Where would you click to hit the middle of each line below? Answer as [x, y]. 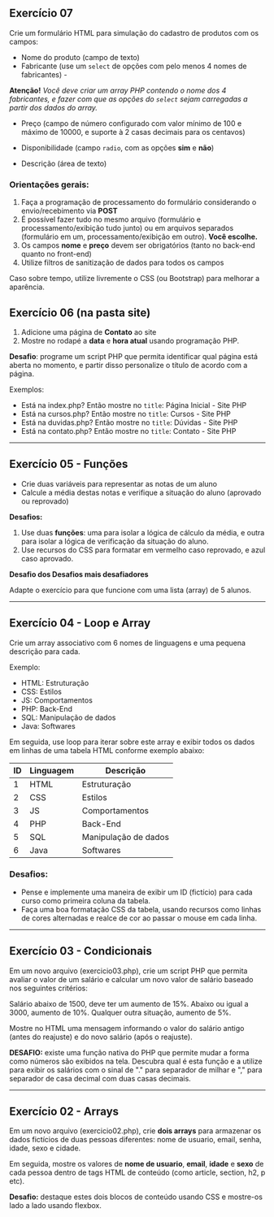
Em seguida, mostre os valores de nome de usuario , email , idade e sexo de [137, 1164]
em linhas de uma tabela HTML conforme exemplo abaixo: [107, 750]
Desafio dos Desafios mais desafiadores [79, 574]
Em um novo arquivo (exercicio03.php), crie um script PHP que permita [128, 971]
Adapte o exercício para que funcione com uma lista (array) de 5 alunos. [130, 590]
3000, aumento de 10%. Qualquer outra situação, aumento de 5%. [120, 1012]
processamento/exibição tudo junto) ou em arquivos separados [127, 228]
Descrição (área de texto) [64, 163]
